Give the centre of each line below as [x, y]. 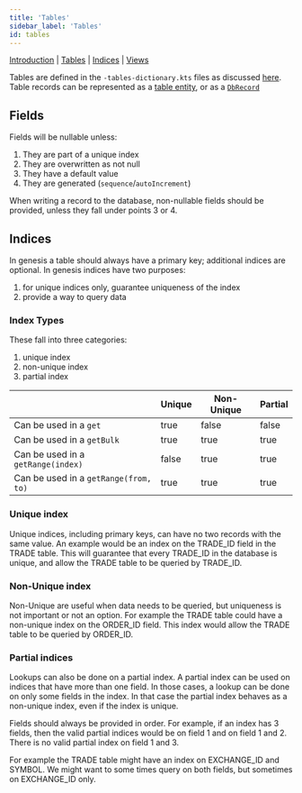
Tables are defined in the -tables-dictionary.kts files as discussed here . [145, 77]
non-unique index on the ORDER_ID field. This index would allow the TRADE [150, 624]
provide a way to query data [75, 297]
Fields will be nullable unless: [63, 137]
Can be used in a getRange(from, [83, 479]
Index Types [37, 320]
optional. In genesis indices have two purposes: [98, 270]
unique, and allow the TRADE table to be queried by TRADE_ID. [126, 562]
